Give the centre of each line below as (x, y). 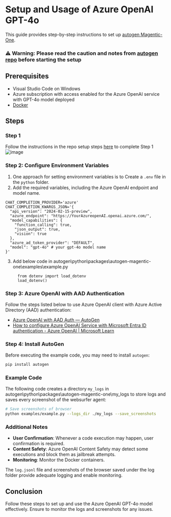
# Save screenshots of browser (39, 409)
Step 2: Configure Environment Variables (57, 166)
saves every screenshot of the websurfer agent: (56, 400)
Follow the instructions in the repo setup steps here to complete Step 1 (79, 147)
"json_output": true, (37, 229)
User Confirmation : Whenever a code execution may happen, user (83, 438)
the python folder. (31, 182)
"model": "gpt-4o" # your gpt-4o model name (58, 247)
